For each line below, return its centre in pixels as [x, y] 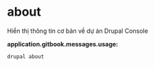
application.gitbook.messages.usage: [63, 44]
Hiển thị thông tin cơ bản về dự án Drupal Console [78, 31]
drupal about [26, 56]
